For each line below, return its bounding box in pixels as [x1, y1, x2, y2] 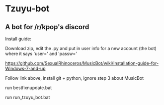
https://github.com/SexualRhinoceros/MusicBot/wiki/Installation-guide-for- [5, 60, 159, 66]
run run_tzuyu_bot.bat [5, 95, 50, 100]
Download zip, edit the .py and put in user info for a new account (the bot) [5, 46, 157, 51]
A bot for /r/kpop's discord [5, 23, 89, 31]
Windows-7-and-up [5, 65, 46, 71]
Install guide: [5, 36, 31, 42]
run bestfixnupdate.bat [5, 85, 52, 91]
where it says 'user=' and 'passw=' [5, 51, 77, 56]
